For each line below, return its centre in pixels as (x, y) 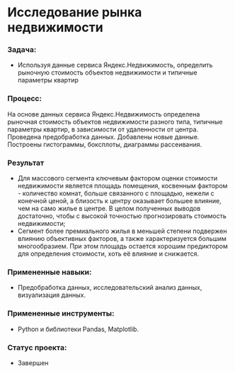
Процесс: (25, 99)
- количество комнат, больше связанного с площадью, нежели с (116, 193)
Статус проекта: (37, 347)
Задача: (22, 50)
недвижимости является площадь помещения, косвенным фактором (122, 186)
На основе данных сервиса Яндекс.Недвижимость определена (104, 114)
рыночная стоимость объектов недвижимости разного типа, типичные (115, 121)
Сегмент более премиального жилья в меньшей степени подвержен (122, 231)
